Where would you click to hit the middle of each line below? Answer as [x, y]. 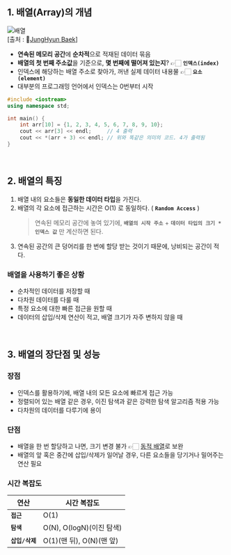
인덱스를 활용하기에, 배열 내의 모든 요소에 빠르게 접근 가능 [95, 392]
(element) [32, 79]
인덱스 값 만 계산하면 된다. [69, 231]
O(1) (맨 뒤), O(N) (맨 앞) [81, 541]
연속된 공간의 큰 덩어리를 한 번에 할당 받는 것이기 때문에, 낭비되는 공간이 [114, 246]
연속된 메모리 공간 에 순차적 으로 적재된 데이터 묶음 [84, 54]
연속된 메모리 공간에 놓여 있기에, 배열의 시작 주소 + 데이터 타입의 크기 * [128, 223]
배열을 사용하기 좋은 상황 [46, 275]
